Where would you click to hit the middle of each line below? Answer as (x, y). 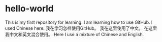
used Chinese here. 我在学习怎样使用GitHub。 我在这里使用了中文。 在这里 (81, 28)
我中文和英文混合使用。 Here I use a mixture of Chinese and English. (75, 34)
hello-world (30, 9)
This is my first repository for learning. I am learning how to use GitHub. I (79, 22)
